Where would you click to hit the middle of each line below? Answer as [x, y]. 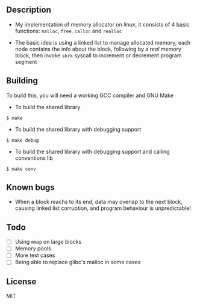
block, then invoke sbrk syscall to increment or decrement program [98, 55]
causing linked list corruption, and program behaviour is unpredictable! [103, 208]
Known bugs [31, 187]
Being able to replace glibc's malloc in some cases [78, 262]
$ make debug [23, 140]
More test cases [35, 255]
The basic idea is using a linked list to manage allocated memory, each [103, 42]
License [21, 281]
